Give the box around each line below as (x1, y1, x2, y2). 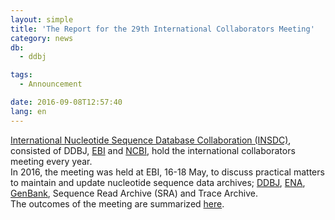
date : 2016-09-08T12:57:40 (10, 97, 123, 107)
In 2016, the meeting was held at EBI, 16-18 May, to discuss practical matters (10, 166, 325, 178)
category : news (10, 33, 74, 43)
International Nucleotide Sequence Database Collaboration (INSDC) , (10, 134, 292, 146)
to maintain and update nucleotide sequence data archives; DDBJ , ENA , (10, 176, 306, 188)
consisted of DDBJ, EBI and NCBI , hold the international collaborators (10, 144, 296, 156)
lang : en (10, 106, 47, 116)
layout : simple (10, 14, 74, 25)
